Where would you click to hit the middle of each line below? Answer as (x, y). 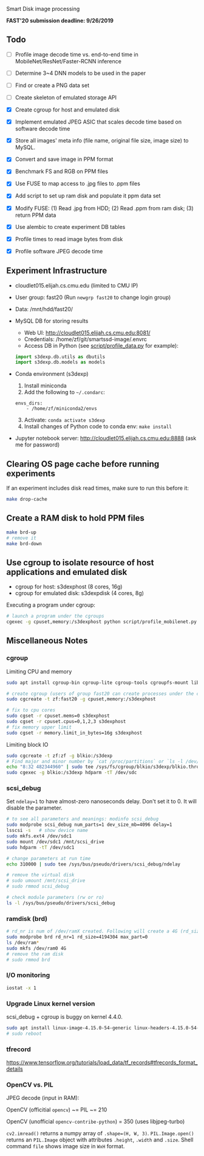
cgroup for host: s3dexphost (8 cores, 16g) (69, 587)
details (15, 1069)
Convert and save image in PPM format (64, 159)
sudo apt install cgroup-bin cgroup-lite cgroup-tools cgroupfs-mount (97, 682)
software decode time (42, 129)
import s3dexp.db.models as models (60, 362)
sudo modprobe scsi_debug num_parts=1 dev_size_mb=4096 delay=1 (89, 825)
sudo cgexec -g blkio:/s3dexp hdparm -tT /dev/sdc (72, 773)
